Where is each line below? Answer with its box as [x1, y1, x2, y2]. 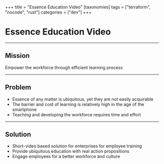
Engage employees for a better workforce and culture [12, 153, 121, 160]
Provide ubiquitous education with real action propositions [12, 148, 129, 154]
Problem [5, 83, 32, 91]
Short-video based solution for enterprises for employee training [12, 143, 143, 149]
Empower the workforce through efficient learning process [5, 64, 123, 70]
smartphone [12, 107, 37, 112]
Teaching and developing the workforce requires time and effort [12, 111, 141, 117]
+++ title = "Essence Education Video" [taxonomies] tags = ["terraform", [5, 4, 151, 10]
